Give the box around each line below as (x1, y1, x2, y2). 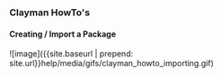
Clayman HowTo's (9, 6, 91, 19)
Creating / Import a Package (9, 29, 117, 39)
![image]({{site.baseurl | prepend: (9, 48, 134, 59)
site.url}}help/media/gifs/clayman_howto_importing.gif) (9, 58, 214, 69)
